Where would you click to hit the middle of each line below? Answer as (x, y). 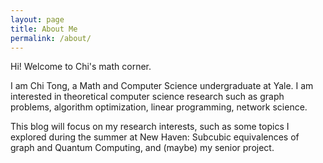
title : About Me (44, 29)
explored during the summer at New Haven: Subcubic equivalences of (155, 137)
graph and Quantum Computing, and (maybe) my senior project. (142, 148)
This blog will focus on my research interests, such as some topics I (150, 127)
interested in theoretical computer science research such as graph (147, 97)
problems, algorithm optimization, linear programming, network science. (159, 107)
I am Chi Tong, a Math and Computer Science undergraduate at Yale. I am (162, 86)
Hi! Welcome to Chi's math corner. (81, 67)
